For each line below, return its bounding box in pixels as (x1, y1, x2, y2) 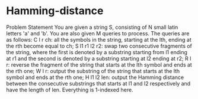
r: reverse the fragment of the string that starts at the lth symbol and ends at (6, 61, 193, 68)
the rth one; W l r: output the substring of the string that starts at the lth (6, 67, 180, 74)
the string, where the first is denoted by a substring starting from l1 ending (6, 48, 188, 55)
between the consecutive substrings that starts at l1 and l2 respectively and (6, 80, 191, 87)
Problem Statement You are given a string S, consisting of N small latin (6, 24, 178, 31)
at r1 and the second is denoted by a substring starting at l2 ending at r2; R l (6, 55, 191, 62)
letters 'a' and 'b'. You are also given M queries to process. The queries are (6, 29, 190, 37)
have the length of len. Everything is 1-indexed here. (6, 86, 133, 93)
